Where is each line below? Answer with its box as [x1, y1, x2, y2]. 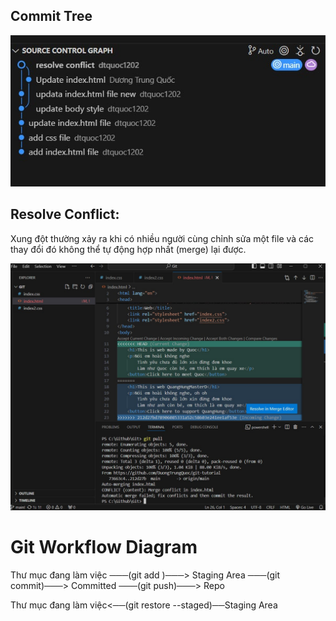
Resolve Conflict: [10, 206, 120, 223]
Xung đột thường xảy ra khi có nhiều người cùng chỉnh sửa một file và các [10, 232, 315, 244]
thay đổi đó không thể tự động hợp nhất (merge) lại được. [10, 243, 247, 255]
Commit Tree [10, 8, 93, 25]
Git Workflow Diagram [10, 535, 198, 558]
